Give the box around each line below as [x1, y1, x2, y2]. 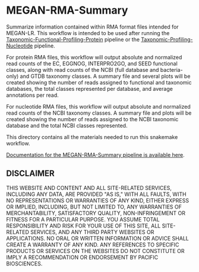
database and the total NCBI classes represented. [6, 122, 128, 129]
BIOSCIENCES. [6, 260, 43, 267]
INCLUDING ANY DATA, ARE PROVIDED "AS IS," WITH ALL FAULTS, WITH [6, 191, 187, 198]
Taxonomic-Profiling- [141, 36, 193, 43]
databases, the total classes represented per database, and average [6, 85, 173, 92]
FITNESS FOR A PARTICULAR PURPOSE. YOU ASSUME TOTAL [6, 216, 160, 223]
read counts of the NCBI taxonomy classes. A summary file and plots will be [6, 109, 192, 116]
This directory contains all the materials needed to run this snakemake [6, 133, 178, 140]
